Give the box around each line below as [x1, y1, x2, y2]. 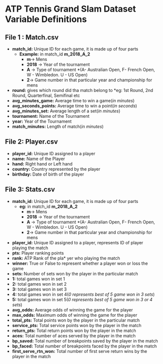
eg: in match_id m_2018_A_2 [19, 203, 78, 209]
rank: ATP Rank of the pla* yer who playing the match [12, 255, 120, 261]
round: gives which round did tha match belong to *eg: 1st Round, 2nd [12, 88, 153, 93]
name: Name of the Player [12, 156, 65, 162]
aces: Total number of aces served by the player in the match [12, 332, 136, 339]
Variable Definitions [5, 14, 87, 25]
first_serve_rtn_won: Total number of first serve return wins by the [12, 348, 147, 354]
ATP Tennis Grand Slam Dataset [5, 3, 136, 15]
